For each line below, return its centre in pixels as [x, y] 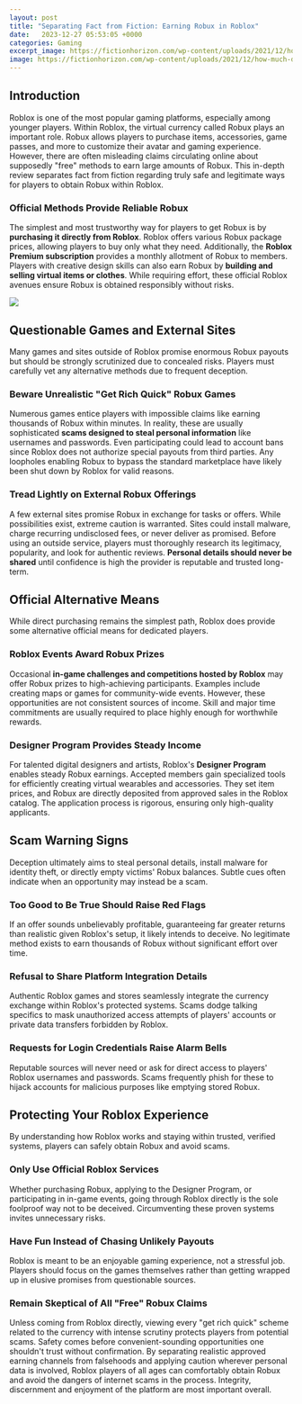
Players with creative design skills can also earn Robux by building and [141, 265]
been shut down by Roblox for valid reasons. [92, 471]
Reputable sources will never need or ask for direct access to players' [138, 1067]
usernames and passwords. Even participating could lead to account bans [147, 443]
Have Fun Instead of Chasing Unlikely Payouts [112, 1241]
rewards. [26, 722]
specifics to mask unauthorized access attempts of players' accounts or [143, 1015]
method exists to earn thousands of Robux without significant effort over [144, 944]
